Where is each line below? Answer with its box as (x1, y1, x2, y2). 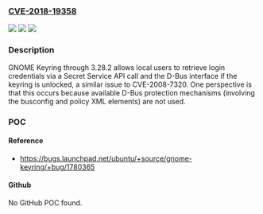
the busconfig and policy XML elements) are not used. (8, 96, 186, 106)
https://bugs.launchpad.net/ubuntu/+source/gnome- (19, 154, 193, 163)
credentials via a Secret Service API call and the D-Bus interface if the (8, 71, 238, 80)
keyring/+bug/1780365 (19, 161, 95, 172)
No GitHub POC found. (8, 197, 83, 208)
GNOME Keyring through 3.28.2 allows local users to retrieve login (8, 62, 226, 72)
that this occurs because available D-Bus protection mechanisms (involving (8, 88, 256, 97)
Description (8, 45, 55, 56)
